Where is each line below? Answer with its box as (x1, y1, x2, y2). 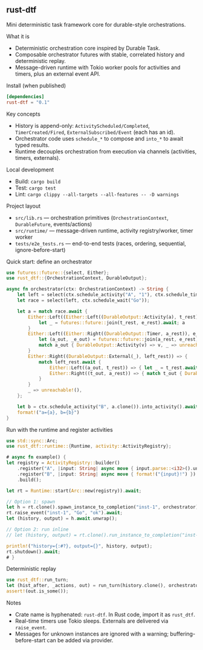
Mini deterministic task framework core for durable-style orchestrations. (6, 21, 186, 28)
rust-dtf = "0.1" (6, 99, 50, 105)
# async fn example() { (6, 454, 66, 460)
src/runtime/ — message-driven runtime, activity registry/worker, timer (14, 227, 193, 234)
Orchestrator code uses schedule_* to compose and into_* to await (14, 134, 184, 142)
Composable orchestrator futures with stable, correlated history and (14, 51, 185, 58)
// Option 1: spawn (6, 499, 56, 505)
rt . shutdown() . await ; (6, 548, 61, 555)
